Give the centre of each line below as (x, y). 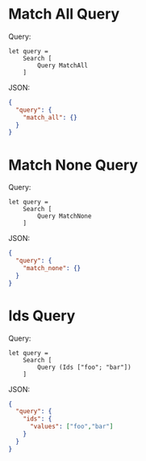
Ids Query (42, 315)
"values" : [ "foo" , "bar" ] (71, 427)
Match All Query (64, 14)
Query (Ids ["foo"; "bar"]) (84, 367)
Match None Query (73, 165)
